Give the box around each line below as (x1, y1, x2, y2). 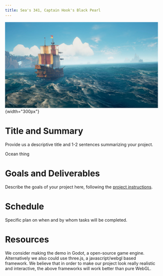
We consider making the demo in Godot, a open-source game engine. (5, 250, 145, 256)
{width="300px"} (5, 109, 40, 114)
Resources (5, 234, 49, 245)
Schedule (5, 201, 45, 212)
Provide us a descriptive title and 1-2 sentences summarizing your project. (5, 142, 154, 147)
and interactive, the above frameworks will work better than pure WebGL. (5, 265, 152, 271)
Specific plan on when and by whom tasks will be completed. (5, 217, 128, 223)
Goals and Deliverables (5, 168, 100, 179)
